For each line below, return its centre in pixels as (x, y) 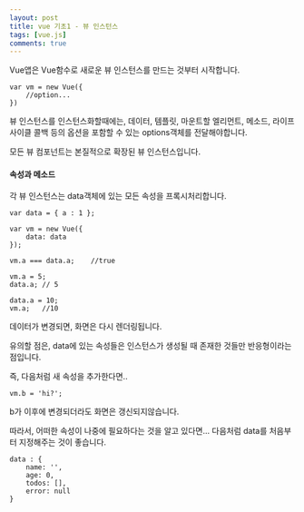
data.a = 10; (34, 300)
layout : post (34, 18)
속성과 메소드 (33, 174)
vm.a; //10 (34, 309)
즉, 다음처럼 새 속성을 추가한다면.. (69, 377)
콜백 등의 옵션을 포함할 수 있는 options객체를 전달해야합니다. (140, 133)
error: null (48, 491)
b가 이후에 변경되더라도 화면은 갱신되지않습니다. (94, 412)
